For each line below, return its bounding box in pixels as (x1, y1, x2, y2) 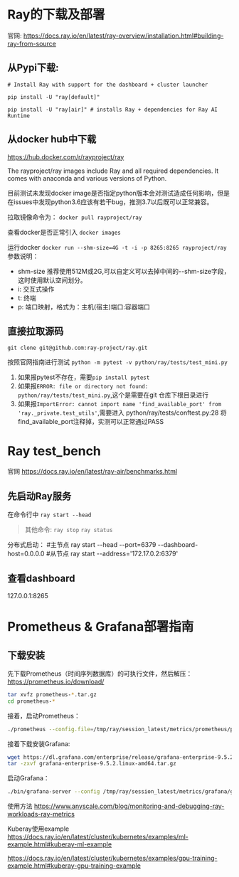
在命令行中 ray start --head (7, 510, 92, 519)
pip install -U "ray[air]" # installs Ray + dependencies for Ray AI (7, 106, 218, 113)
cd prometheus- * (7, 698, 55, 705)
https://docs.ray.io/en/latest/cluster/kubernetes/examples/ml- (7, 833, 188, 841)
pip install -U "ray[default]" (7, 93, 100, 100)
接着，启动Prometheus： (7, 711, 80, 720)
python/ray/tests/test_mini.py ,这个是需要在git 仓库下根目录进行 (17, 390, 208, 399)
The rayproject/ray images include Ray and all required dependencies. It (7, 166, 219, 175)
